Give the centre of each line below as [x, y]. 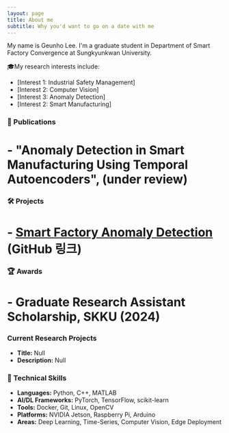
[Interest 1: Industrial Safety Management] [76, 82]
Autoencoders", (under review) [97, 180]
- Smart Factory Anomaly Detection [110, 232]
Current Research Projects [52, 338]
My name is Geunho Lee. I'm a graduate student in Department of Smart [109, 46]
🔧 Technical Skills [37, 378]
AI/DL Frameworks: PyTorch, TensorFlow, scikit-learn [93, 400]
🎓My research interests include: [54, 66]
